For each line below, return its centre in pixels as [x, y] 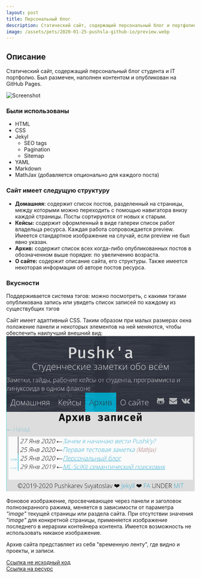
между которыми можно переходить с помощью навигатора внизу [101, 210]
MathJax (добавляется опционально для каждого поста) [87, 175]
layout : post [22, 13]
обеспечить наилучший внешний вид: [54, 333]
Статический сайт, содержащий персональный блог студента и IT [91, 71]
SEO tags [35, 143]
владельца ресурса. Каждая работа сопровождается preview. [95, 229]
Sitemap [34, 156]
